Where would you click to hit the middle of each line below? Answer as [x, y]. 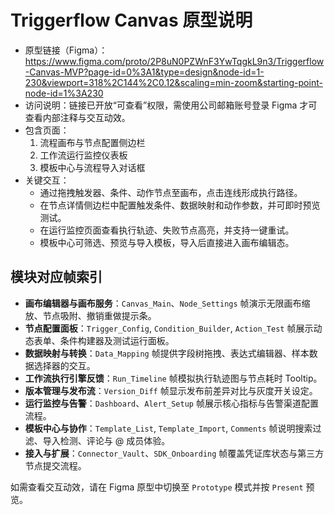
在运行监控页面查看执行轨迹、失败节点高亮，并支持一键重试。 [167, 230]
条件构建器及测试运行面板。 [117, 340]
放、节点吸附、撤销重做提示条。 [90, 315]
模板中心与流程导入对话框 [92, 167]
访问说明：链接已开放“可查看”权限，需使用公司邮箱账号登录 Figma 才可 [171, 105]
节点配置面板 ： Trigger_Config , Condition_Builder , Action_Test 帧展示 [169, 328]
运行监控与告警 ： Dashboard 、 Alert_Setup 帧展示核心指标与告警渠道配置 [171, 403]
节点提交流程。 [55, 465]
